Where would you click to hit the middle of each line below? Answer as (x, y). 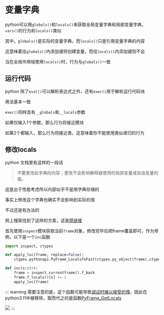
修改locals (21, 150)
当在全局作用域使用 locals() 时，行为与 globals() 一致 (58, 62)
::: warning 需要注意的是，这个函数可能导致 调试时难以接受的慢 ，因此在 (76, 292)
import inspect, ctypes (29, 246)
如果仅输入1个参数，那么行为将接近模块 (44, 122)
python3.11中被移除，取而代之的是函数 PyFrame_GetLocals (63, 298)
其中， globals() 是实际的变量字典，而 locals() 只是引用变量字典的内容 (75, 41)
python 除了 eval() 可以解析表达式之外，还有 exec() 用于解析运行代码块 (75, 91)
